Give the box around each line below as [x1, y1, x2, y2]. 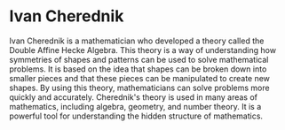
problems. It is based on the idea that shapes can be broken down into [9, 64, 267, 74]
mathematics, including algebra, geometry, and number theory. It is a [9, 101, 262, 111]
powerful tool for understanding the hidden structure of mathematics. [9, 111, 264, 121]
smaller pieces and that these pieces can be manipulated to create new [9, 73, 271, 83]
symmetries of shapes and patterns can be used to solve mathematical [9, 54, 269, 65]
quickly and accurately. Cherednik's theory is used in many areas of [9, 91, 258, 103]
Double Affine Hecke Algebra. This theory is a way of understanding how [9, 44, 277, 55]
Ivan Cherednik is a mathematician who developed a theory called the [9, 35, 265, 46]
